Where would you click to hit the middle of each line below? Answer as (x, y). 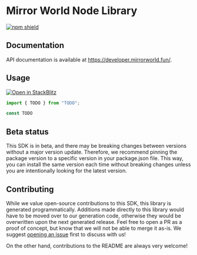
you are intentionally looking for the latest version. (67, 171)
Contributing (30, 189)
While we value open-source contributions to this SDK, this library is (89, 203)
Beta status (27, 132)
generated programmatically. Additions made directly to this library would (95, 209)
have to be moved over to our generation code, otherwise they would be (94, 216)
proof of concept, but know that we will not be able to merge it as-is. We (94, 228)
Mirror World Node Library (72, 11)
